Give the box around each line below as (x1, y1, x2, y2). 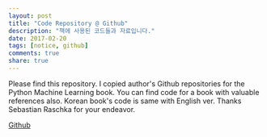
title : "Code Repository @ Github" (8, 19, 129, 27)
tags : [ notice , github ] (8, 42, 89, 50)
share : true (8, 57, 49, 65)
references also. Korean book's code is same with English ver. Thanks (8, 96, 242, 106)
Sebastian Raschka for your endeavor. (8, 104, 136, 114)
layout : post (8, 11, 53, 20)
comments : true (8, 49, 60, 57)
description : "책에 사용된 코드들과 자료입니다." (8, 27, 155, 35)
